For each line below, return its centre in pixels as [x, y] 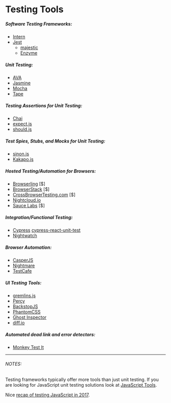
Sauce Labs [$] [28, 206]
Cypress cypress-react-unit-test [47, 230]
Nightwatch [25, 235]
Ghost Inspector [30, 317]
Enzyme [29, 53]
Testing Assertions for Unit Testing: [44, 105]
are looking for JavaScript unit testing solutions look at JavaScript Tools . [81, 385]
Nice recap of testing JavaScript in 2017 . [48, 395]
